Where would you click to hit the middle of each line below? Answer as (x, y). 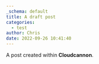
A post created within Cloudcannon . (50, 55)
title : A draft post (31, 17)
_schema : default (27, 11)
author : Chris (23, 33)
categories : (20, 22)
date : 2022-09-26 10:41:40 (39, 38)
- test (19, 28)
